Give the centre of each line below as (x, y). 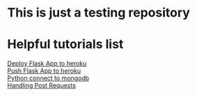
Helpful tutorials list (65, 45)
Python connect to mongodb (48, 78)
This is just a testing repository (98, 13)
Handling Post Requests (42, 86)
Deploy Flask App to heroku (47, 64)
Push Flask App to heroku (44, 71)
